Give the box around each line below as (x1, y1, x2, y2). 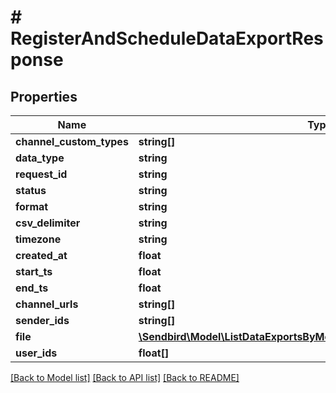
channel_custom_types (15, 135, 129, 148)
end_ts (15, 281, 49, 295)
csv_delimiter (15, 216, 81, 230)
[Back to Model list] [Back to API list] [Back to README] (10, 372, 240, 383)
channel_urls (15, 297, 79, 311)
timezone (15, 232, 62, 246)
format (15, 200, 49, 213)
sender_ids (15, 314, 70, 327)
